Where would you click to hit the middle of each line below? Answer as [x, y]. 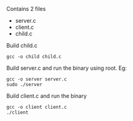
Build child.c [22, 46]
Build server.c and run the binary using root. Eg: [66, 68]
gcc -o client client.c [37, 107]
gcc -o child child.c [34, 57]
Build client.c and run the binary [47, 96]
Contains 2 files [26, 9]
